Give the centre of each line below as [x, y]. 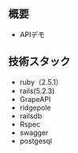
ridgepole [35, 107]
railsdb [31, 115]
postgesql [36, 140]
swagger [34, 133]
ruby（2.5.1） [41, 82]
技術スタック [39, 62]
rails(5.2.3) [37, 91]
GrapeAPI [35, 99]
